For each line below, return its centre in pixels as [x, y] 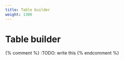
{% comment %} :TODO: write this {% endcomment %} [62, 53]
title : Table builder [28, 10]
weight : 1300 [19, 14]
